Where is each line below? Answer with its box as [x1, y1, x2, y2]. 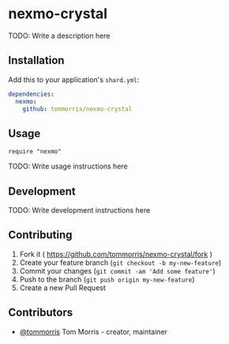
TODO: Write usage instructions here [8, 161, 128, 171]
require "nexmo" [8, 148, 62, 156]
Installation [8, 54, 65, 67]
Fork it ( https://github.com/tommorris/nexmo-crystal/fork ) [19, 249, 213, 259]
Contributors [8, 306, 73, 319]
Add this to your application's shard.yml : [8, 74, 140, 84]
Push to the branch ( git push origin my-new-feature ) [19, 274, 195, 284]
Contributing [8, 229, 73, 242]
